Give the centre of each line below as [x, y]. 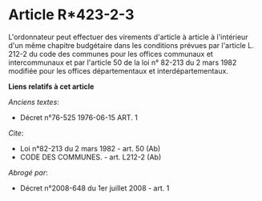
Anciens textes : [34, 102]
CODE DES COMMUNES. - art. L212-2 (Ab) [91, 157]
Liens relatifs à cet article [51, 86]
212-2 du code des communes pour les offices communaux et [111, 54]
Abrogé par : [28, 172]
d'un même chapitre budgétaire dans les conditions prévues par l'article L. [131, 45]
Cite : [16, 133]
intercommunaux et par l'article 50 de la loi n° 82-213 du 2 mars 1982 [123, 62]
